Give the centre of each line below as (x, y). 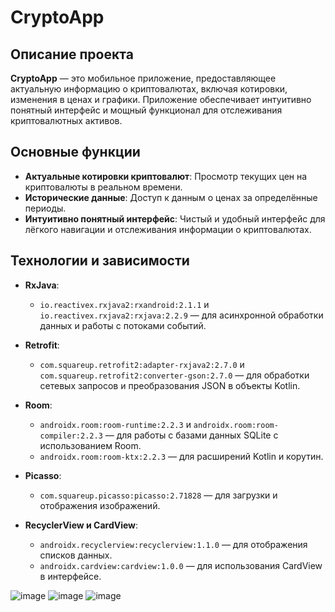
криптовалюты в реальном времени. (103, 187)
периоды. (45, 208)
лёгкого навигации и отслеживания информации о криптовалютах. (168, 229)
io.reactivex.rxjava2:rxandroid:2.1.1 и (124, 304)
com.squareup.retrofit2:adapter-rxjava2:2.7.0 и (142, 364)
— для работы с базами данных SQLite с (191, 435)
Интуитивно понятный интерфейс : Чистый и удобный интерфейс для (175, 218)
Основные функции (75, 152)
